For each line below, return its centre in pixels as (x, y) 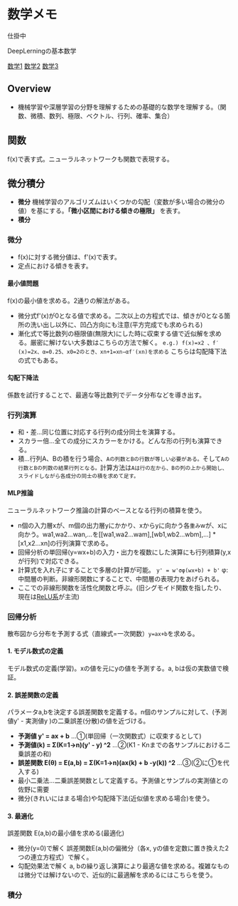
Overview (29, 89)
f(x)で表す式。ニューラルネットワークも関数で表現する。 (91, 159)
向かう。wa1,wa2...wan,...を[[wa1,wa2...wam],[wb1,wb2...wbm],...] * (117, 534)
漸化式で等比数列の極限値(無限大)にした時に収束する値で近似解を (113, 333)
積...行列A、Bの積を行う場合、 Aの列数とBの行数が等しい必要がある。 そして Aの (123, 459)
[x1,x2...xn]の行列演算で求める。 (65, 543)
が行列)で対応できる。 (50, 561)
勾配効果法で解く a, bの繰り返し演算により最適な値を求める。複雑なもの (123, 866)
